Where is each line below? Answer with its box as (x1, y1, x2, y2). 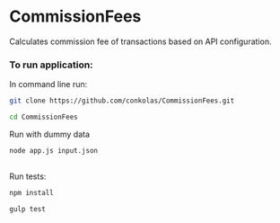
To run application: (9, 58, 93, 71)
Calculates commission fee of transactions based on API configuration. (9, 36, 272, 47)
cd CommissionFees (9, 112, 78, 122)
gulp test (9, 205, 47, 214)
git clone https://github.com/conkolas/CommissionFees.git (9, 96, 235, 105)
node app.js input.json (9, 146, 99, 155)
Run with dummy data (9, 129, 91, 139)
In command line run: (9, 79, 88, 90)
